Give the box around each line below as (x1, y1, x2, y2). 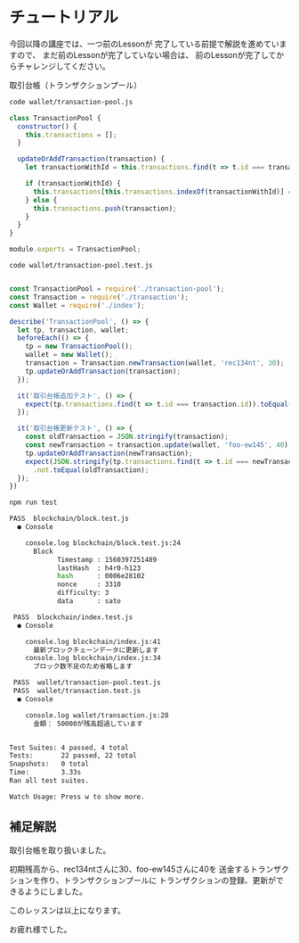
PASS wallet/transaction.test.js (12, 687, 141, 696)
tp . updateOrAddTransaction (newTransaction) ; (25, 449, 193, 458)
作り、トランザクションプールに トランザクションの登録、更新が (39, 874, 276, 885)
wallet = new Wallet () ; (25, 351, 114, 360)
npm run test (9, 498, 58, 508)
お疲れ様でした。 (9, 923, 72, 934)
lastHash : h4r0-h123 (56, 563, 141, 573)
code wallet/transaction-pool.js (9, 97, 133, 106)
